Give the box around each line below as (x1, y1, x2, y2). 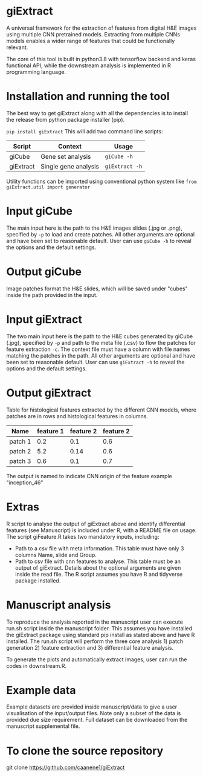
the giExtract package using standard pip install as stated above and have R (6, 631, 195, 638)
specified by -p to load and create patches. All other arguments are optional (6, 230, 195, 238)
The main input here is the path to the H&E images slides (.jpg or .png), (6, 224, 182, 232)
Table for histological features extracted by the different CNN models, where (6, 406, 197, 413)
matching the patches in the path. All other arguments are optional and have (6, 352, 196, 359)
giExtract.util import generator (6, 184, 91, 190)
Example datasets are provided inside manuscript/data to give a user (6, 703, 178, 710)
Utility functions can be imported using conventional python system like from (6, 178, 197, 185)
